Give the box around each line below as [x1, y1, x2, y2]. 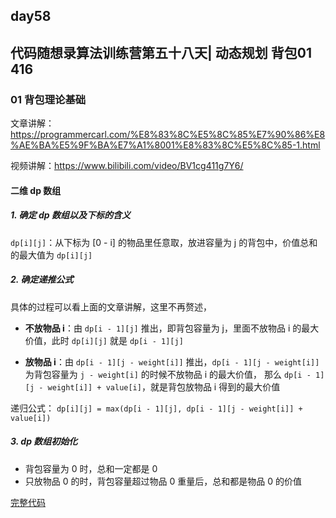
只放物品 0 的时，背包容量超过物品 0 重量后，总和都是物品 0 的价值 [24, 475, 302, 487]
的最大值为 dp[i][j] [10, 249, 93, 261]
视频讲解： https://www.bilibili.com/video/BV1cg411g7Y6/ [10, 160, 244, 172]
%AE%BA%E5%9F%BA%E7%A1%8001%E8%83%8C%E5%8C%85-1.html [10, 139, 321, 151]
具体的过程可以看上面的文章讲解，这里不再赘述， [10, 300, 212, 313]
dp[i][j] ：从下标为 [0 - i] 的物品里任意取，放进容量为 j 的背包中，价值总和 [10, 236, 318, 248]
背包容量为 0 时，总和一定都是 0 [24, 462, 158, 474]
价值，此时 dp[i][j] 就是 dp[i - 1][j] [24, 334, 184, 346]
